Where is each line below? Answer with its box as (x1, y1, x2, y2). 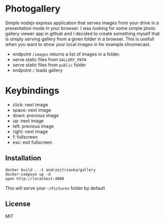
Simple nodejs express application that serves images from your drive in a (5, 20, 159, 26)
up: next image (12, 117, 44, 124)
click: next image (12, 102, 48, 108)
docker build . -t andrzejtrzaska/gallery (5, 167, 96, 172)
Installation (5, 154, 41, 162)
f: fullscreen (12, 133, 38, 140)
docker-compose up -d (5, 171, 51, 177)
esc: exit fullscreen (12, 139, 52, 145)
